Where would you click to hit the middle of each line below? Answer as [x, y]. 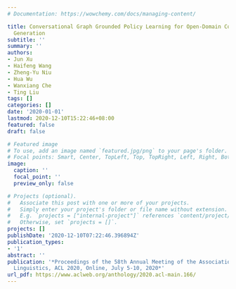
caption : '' [31, 171]
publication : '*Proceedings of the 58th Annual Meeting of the [102, 262]
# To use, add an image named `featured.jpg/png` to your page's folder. [118, 151]
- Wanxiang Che [29, 85]
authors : [20, 53]
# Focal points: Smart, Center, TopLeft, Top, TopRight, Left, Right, [113, 157]
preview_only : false [44, 183]
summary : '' [25, 47]
